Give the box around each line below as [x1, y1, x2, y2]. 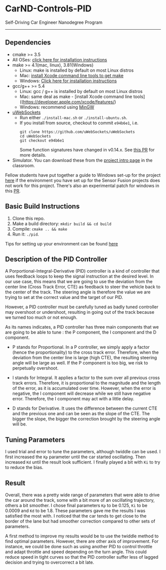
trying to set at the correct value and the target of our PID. [5, 294, 124, 300]
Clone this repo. [12, 215, 45, 221]
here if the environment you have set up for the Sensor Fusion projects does [5, 177, 161, 183]
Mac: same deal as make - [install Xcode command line [19, 94, 132, 99]
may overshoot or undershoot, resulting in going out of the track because [5, 309, 155, 315]
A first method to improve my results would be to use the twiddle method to [5, 533, 159, 539]
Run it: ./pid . [12, 231, 40, 237]
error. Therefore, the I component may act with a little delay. [12, 396, 134, 402]
